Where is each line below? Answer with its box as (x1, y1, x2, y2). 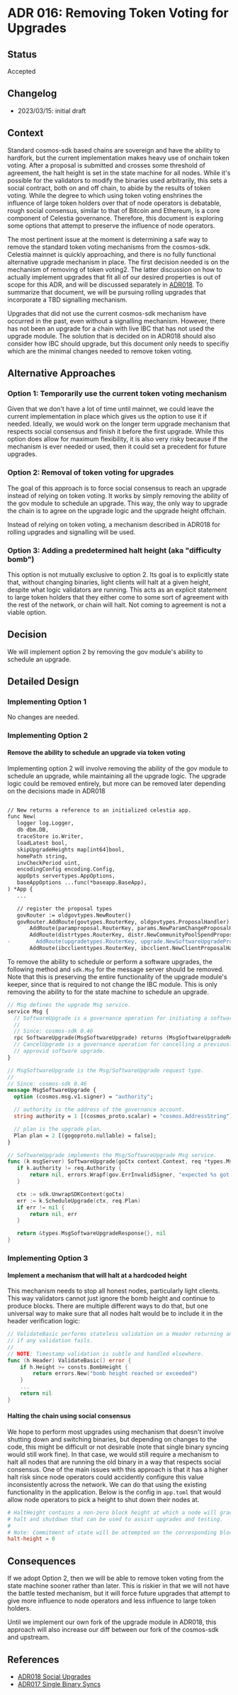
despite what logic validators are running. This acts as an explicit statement (7, 585, 227, 594)
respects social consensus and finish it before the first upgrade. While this (7, 427, 225, 436)
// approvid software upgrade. (13, 1048, 106, 1055)
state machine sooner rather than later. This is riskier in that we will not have (7, 1581, 229, 1590)
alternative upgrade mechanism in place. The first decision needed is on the (7, 258, 229, 266)
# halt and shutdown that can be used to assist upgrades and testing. (7, 1515, 223, 1523)
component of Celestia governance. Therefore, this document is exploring (7, 214, 224, 222)
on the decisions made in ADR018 (7, 786, 106, 795)
